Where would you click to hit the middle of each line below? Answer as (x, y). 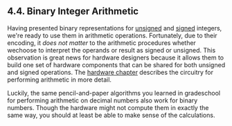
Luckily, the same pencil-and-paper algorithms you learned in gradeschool (114, 93)
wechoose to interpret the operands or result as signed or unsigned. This (111, 50)
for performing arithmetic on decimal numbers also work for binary (102, 100)
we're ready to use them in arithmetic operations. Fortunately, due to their (112, 35)
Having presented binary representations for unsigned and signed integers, (115, 28)
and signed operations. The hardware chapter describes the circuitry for (110, 72)
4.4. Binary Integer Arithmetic (73, 11)
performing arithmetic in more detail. (60, 80)
